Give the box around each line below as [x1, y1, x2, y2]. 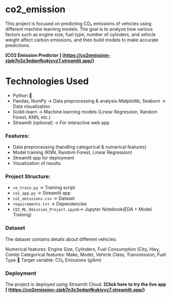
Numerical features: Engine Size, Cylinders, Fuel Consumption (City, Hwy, [5, 246, 160, 252]
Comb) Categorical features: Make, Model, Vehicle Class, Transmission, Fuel [5, 251, 166, 258]
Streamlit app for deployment [12, 155, 75, 161]
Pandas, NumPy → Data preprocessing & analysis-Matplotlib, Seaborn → [12, 98, 166, 104]
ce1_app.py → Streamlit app [12, 190, 70, 196]
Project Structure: [5, 173, 51, 180]
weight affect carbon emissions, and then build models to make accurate [5, 37, 159, 43]
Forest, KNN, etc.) [12, 114, 51, 120]
